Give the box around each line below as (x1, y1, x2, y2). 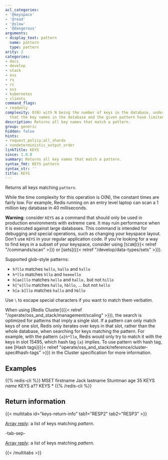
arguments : (5, 31, 28, 36)
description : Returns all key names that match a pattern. (5, 119, 131, 125)
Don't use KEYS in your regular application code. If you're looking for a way (5, 236, 158, 242)
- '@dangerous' (5, 26, 37, 31)
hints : (5, 134, 19, 139)
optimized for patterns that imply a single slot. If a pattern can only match (5, 317, 156, 324)
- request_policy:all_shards (5, 138, 66, 143)
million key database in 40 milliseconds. (5, 205, 87, 211)
